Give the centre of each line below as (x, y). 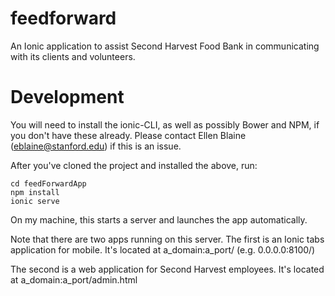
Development (67, 97)
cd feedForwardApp (48, 183)
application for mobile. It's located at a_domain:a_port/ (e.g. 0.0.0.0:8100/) (163, 249)
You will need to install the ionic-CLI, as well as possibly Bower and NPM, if (165, 124)
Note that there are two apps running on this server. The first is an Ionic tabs (167, 239)
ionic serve (35, 201)
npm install (35, 192)
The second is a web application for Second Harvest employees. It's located (167, 269)
